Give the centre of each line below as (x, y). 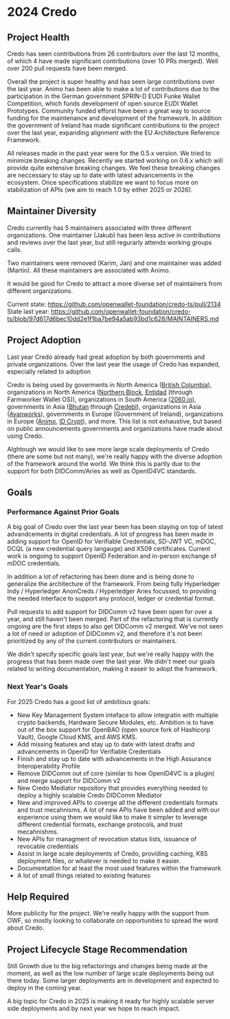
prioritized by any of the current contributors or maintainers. (92, 641)
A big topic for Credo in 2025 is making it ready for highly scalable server (111, 1001)
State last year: (28, 311)
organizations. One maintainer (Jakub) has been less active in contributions (114, 235)
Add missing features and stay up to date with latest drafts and (106, 744)
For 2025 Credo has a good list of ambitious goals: (79, 701)
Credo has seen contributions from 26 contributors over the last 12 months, (114, 54)
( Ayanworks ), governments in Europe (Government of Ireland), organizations (115, 414)
